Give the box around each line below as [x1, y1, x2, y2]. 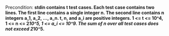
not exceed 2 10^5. [5, 26, 45, 32]
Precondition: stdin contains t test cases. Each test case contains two [5, 5, 155, 10]
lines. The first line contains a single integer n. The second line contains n [5, 10, 164, 16]
